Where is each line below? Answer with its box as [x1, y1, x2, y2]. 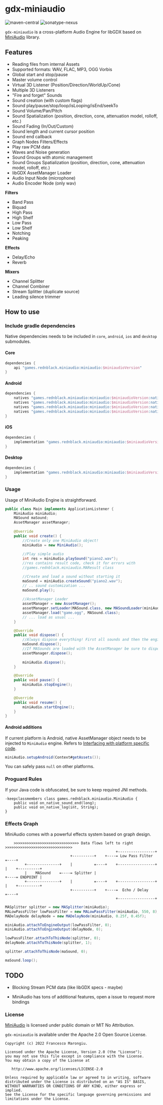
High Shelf [12, 214, 33, 220]
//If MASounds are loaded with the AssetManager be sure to [22, 646, 147, 651]
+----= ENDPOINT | [5, 875, 42, 880]
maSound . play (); [22, 588, 55, 593]
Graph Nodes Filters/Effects [12, 139, 68, 145]
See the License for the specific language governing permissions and [5, 1092, 151, 1097]
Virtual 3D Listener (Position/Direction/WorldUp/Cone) [12, 82, 121, 88]
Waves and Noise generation [12, 149, 70, 155]
